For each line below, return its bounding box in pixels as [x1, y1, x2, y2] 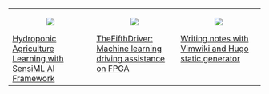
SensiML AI [12, 63, 55, 74]
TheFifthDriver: [96, 33, 154, 44]
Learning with [12, 53, 64, 64]
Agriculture [12, 43, 54, 54]
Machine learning [96, 43, 163, 54]
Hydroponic [12, 33, 57, 44]
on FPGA [96, 63, 130, 74]
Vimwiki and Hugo [180, 43, 250, 54]
